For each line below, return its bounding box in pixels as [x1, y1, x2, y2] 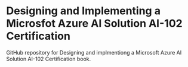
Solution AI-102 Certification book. [6, 55, 91, 62]
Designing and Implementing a [6, 4, 161, 18]
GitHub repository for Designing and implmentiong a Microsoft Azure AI [6, 49, 182, 56]
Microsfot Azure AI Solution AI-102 [6, 17, 183, 30]
